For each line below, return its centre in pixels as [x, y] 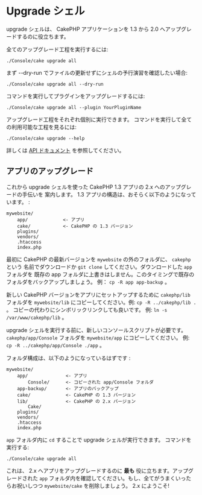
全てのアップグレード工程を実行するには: [57, 49]
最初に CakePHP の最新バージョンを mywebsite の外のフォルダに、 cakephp [99, 259]
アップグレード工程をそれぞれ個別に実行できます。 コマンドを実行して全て [99, 119]
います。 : [18, 202]
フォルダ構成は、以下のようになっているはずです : [68, 358]
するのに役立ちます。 [43, 36]
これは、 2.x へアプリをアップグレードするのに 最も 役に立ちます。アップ [97, 470]
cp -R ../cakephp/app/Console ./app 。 [56, 345]
